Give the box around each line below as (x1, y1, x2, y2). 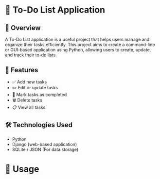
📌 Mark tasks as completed (12, 92, 67, 98)
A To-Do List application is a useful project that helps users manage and (5, 36, 150, 42)
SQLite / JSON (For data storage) (12, 146, 79, 152)
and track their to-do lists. (5, 52, 57, 58)
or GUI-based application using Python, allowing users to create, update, (5, 47, 151, 52)
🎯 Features (5, 66, 38, 74)
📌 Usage (5, 163, 39, 174)
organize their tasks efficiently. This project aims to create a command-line (5, 42, 155, 48)
